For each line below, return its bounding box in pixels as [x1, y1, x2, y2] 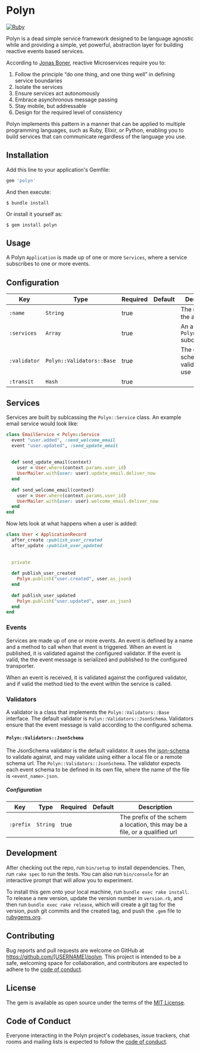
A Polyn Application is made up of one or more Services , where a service [6, 254, 187, 261]
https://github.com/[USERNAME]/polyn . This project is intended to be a [6, 953, 181, 960]
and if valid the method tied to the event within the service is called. [6, 680, 172, 687]
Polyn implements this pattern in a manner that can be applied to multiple [6, 120, 186, 127]
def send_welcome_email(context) [11, 487, 95, 493]
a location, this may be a [120, 821, 187, 829]
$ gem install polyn [6, 222, 58, 228]
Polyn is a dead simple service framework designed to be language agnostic [6, 35, 194, 42]
